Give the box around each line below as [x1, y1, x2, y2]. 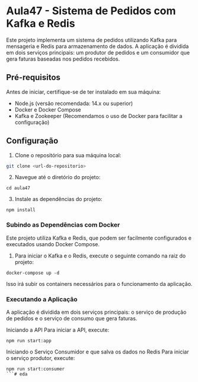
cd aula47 [6, 185, 31, 191]
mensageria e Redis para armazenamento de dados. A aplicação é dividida [6, 43, 189, 50]
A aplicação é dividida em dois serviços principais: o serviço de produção [6, 308, 187, 316]
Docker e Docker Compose [14, 106, 81, 113]
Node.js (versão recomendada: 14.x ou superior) [14, 100, 133, 107]
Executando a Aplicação [6, 295, 78, 303]
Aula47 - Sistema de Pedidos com [6, 4, 176, 18]
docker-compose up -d [6, 270, 60, 276]
